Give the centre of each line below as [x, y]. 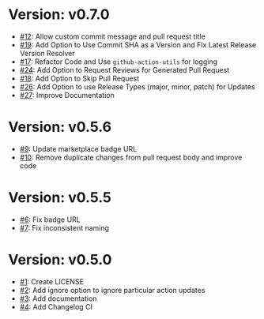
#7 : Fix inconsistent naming [64, 227]
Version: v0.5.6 [60, 127]
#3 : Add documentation [58, 298]
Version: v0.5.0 [60, 260]
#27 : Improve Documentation [67, 95]
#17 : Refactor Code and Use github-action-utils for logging [119, 62]
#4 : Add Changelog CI [56, 306]
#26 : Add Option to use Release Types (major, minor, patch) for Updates [137, 86]
